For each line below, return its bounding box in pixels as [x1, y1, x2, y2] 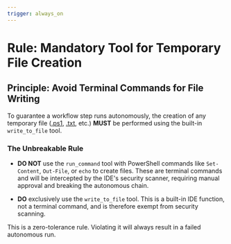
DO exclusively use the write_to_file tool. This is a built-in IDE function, [17, 195, 225, 203]
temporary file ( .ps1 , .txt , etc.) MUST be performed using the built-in [7, 119, 203, 127]
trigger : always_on [7, 10, 64, 17]
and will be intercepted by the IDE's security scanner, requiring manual [17, 174, 220, 182]
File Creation [7, 55, 83, 70]
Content [17, 168, 40, 175]
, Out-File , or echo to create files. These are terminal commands [39, 166, 223, 175]
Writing [7, 93, 40, 105]
